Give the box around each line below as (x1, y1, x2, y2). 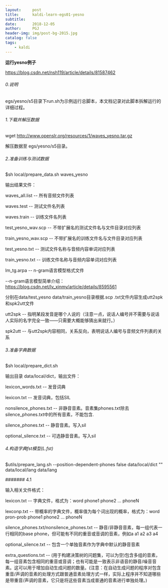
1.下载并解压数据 (5, 117, 39, 123)
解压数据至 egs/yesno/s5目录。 (5, 143, 70, 149)
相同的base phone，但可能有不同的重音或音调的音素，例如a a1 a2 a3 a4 (9, 531, 158, 537)
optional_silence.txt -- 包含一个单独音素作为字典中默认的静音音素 (5, 541, 140, 547)
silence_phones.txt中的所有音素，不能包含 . (5, 411, 94, 418)
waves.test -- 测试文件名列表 (5, 203, 65, 209)
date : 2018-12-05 (5, 21, 55, 27)
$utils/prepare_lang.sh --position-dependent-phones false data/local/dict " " (5, 461, 163, 467)
